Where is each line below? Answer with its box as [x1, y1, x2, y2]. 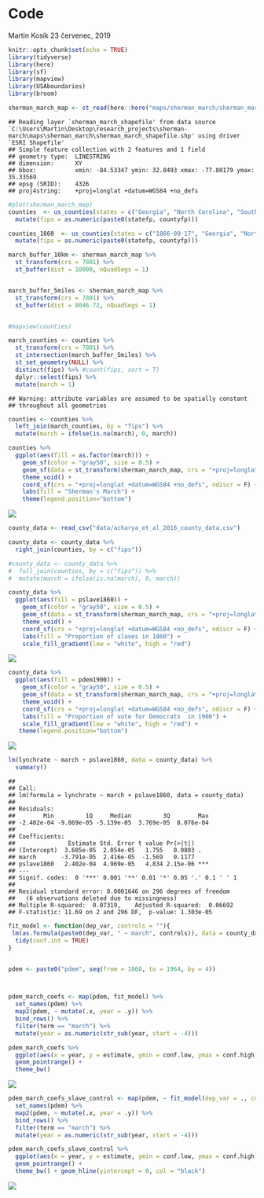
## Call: [8, 785, 37, 792]
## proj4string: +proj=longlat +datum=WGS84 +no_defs [8, 186, 199, 195]
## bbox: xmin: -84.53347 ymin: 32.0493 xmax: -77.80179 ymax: [8, 166, 255, 174]
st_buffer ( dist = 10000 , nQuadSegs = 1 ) [15, 266, 149, 274]
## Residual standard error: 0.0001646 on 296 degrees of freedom [8, 887, 230, 896]
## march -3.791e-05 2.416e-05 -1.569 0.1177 [8, 854, 195, 862]
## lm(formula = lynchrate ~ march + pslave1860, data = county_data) [8, 792, 244, 799]
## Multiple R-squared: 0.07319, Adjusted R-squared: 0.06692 [8, 902, 234, 910]
